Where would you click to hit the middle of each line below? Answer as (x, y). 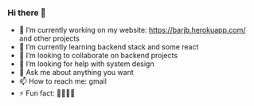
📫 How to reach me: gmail (63, 81)
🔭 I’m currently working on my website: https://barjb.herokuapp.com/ (132, 30)
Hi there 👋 (27, 13)
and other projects (49, 38)
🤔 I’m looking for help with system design (86, 64)
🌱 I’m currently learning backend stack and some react (109, 47)
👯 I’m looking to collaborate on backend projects (98, 56)
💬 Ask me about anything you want (76, 73)
